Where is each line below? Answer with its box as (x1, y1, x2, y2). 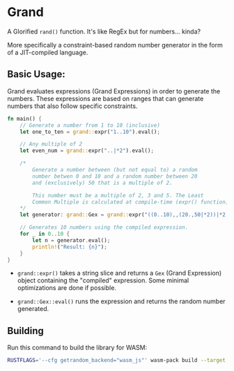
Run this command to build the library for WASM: (7, 343, 148, 352)
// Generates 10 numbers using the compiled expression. (19, 224, 189, 231)
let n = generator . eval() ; (32, 236, 111, 244)
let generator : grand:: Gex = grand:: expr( (19, 211, 145, 218)
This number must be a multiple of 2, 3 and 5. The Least (32, 192, 204, 199)
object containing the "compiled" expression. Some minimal (17, 276, 189, 285)
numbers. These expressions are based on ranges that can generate (7, 94, 204, 103)
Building (7, 325, 44, 337)
